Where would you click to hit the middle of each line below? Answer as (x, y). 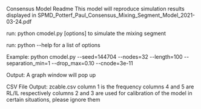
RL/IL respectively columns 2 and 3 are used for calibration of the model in (99, 93)
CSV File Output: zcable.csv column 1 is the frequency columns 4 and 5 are (100, 87)
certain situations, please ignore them (53, 100)
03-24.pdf (19, 21)
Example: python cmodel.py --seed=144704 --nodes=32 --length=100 (94, 57)
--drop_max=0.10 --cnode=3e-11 (92, 63)
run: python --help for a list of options (54, 45)
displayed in (21, 15)
